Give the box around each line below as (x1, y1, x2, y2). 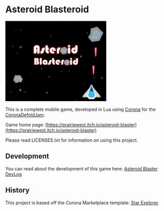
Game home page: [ (5, 122, 48, 128)
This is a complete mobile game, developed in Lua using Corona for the (5, 106, 156, 112)
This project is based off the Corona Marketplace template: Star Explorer (5, 199, 159, 206)
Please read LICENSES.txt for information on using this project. (5, 137, 138, 143)
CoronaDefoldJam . (5, 111, 45, 118)
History (5, 186, 30, 195)
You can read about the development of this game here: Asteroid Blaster (5, 165, 158, 171)
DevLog (5, 171, 22, 177)
